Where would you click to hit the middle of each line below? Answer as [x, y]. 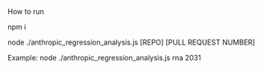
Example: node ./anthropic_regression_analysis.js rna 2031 [104, 58]
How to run [26, 12]
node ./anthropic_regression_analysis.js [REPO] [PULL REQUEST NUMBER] [131, 42]
